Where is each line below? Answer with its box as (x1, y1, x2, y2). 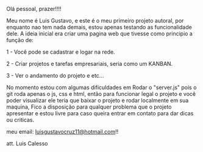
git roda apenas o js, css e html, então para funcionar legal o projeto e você (6, 90, 196, 97)
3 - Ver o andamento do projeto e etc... (6, 72, 104, 79)
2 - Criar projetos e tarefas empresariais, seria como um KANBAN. (6, 60, 173, 67)
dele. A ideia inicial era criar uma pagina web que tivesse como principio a (6, 30, 193, 37)
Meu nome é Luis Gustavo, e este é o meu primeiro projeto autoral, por (6, 17, 184, 24)
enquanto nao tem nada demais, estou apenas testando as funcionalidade (6, 24, 192, 31)
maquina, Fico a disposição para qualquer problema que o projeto (6, 103, 172, 110)
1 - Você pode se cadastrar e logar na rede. (6, 48, 115, 56)
